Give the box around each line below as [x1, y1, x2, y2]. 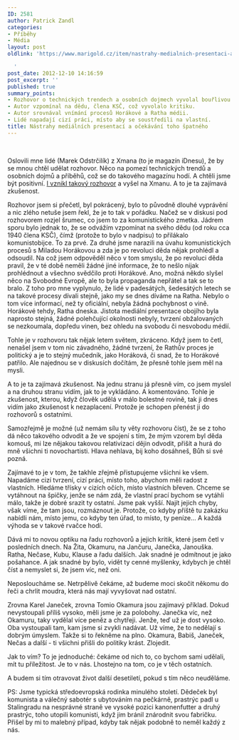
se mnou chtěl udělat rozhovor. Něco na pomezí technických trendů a [7, 163, 211, 172]
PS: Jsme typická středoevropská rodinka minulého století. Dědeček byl [7, 687, 218, 696]
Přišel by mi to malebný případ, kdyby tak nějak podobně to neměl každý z [7, 718, 226, 726]
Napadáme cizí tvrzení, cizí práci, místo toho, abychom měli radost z [7, 475, 208, 484]
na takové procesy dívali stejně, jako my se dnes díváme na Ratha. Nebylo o [7, 291, 230, 300]
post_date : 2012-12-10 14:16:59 [7, 69, 103, 77]
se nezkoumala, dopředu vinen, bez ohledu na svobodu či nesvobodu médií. [7, 322, 231, 330]
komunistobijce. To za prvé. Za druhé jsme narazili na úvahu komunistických [7, 238, 231, 247]
